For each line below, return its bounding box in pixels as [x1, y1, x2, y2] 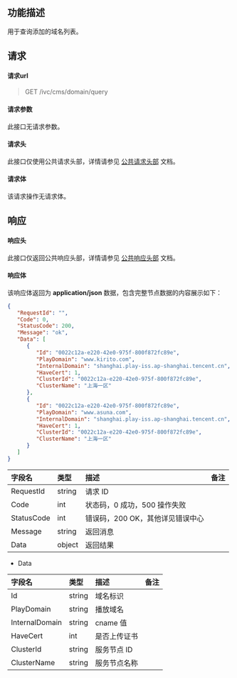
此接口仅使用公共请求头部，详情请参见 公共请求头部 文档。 [7, 156, 179, 166]
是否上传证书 [95, 631, 139, 641]
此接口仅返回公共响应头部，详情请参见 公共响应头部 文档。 [7, 253, 179, 262]
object [57, 539, 79, 549]
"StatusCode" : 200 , [16, 322, 75, 330]
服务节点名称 [95, 658, 139, 668]
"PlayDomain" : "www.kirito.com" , [36, 356, 135, 363]
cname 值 [95, 617, 127, 627]
